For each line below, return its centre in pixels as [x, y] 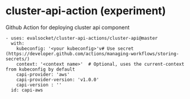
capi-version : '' [39, 85]
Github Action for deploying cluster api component [68, 27]
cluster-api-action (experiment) [86, 11]
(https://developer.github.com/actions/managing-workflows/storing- [92, 54]
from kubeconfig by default [41, 69]
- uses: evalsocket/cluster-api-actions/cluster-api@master [82, 38]
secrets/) [18, 59]
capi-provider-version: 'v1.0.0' [58, 79]
